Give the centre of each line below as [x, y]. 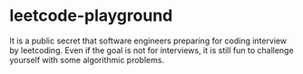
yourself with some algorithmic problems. [87, 60]
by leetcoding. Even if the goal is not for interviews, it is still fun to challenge [151, 50]
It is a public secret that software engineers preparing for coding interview [148, 41]
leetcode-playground [91, 16]
